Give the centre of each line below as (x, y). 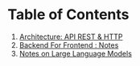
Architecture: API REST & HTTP (71, 37)
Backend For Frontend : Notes (69, 45)
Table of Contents (68, 15)
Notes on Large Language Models (75, 53)
